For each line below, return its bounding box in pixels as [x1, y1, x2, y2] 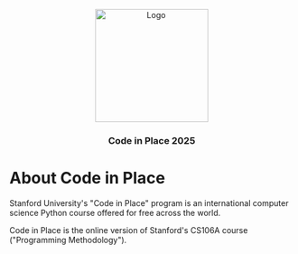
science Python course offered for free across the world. [9, 207, 221, 218]
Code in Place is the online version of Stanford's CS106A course [9, 224, 248, 235]
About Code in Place [9, 168, 165, 189]
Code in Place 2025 [107, 134, 196, 146]
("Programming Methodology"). [9, 234, 127, 245]
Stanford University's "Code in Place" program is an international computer [9, 197, 289, 208]
